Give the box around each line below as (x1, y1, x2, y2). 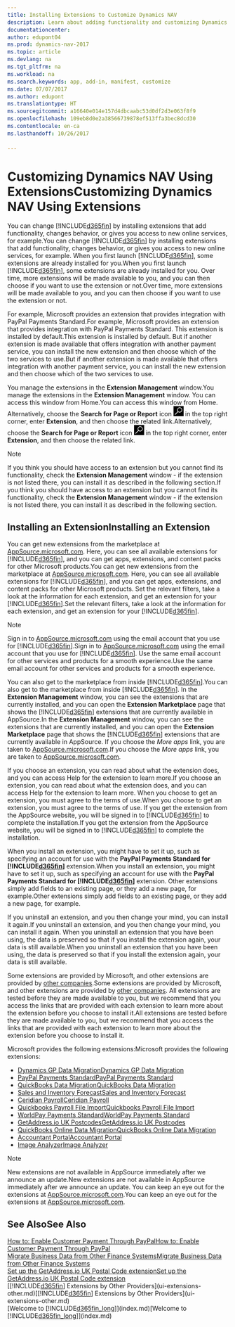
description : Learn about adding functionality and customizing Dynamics (7, 18, 228, 26)
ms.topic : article (7, 49, 61, 56)
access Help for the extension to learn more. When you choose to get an (7, 788, 217, 797)
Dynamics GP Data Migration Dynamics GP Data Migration (17, 1066, 184, 1075)
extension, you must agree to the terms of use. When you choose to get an (7, 796, 222, 804)
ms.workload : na (7, 70, 55, 77)
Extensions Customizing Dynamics (7, 184, 213, 200)
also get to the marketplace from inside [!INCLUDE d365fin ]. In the (7, 686, 198, 694)
